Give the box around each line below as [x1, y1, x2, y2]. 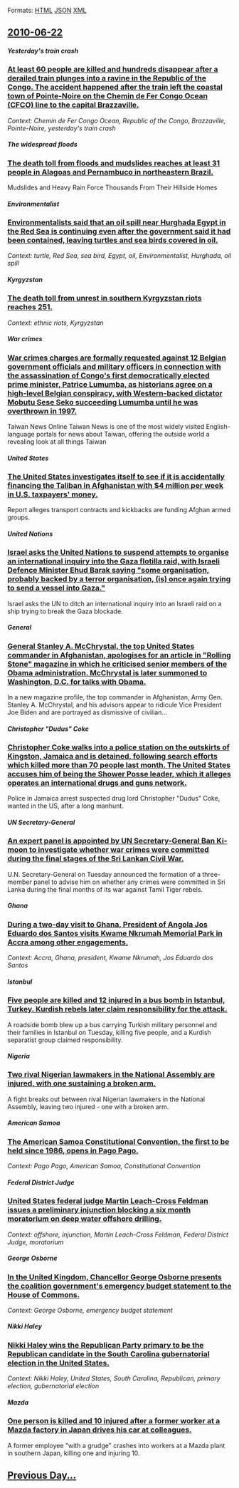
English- [206, 422, 230, 431]
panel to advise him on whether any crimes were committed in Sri [33, 878, 225, 886]
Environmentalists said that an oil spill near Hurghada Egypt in [7, 217, 226, 227]
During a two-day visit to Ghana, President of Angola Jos [7, 919, 208, 929]
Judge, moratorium [7, 1237, 64, 1246]
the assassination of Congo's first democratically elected [7, 370, 210, 380]
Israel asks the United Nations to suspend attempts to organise [7, 548, 229, 558]
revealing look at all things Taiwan [7, 437, 107, 446]
